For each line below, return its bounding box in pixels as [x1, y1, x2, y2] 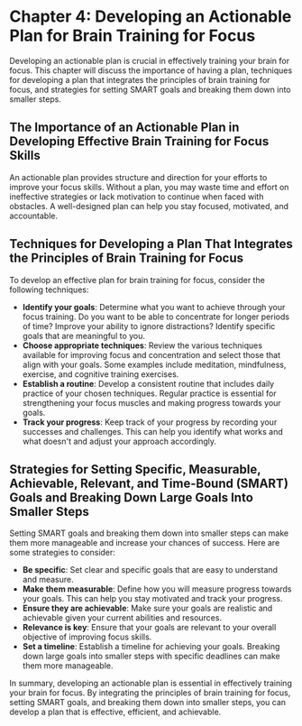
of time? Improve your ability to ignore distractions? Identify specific [22, 320, 276, 331]
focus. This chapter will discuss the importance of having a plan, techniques [9, 65, 293, 76]
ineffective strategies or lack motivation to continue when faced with [9, 191, 264, 202]
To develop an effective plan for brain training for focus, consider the [9, 274, 266, 285]
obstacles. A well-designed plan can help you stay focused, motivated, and [9, 200, 288, 211]
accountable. [9, 210, 59, 221]
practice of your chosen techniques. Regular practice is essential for [22, 388, 277, 399]
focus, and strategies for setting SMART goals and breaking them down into [9, 84, 291, 95]
